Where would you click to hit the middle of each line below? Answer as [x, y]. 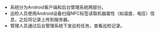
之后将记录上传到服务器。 [45, 19]
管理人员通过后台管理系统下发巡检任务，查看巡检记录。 [67, 26]
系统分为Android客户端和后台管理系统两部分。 [58, 7]
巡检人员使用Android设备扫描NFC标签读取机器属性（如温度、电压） [80, 13]
